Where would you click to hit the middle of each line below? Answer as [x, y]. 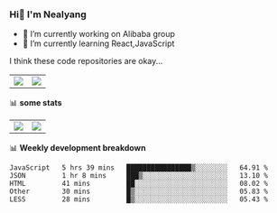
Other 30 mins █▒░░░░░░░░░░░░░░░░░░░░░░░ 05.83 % [139, 192]
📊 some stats [36, 103]
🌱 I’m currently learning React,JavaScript [98, 43]
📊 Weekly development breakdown [78, 148]
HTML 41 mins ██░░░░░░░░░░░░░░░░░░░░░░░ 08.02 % [139, 184]
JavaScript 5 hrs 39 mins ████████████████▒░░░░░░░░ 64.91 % [139, 168]
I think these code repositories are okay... [86, 61]
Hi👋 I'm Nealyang [48, 14]
